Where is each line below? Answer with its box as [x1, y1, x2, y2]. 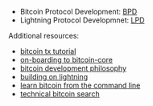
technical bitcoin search [19, 89, 100, 99]
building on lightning [19, 72, 89, 81]
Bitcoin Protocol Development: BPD [19, 7, 138, 16]
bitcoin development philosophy [19, 63, 127, 73]
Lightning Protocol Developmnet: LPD [19, 15, 145, 25]
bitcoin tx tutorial [19, 47, 76, 55]
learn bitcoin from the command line [19, 80, 141, 90]
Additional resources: [8, 31, 79, 40]
